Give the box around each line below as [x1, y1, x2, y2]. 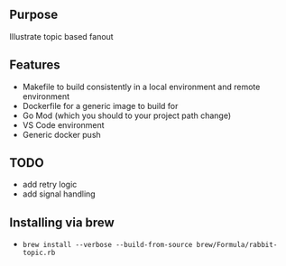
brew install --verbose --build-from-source [22, 241, 193, 250]
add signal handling [22, 188, 97, 199]
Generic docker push [22, 129, 101, 140]
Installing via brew [9, 215, 115, 230]
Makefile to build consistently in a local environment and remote [22, 81, 261, 92]
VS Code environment [22, 119, 106, 130]
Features [9, 58, 60, 73]
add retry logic [22, 179, 78, 190]
